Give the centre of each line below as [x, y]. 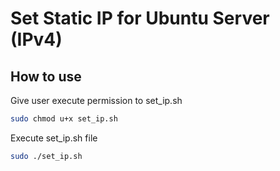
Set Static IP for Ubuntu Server [140, 18]
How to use [46, 76]
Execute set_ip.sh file [54, 138]
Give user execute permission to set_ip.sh [96, 100]
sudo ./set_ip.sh [46, 156]
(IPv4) [36, 39]
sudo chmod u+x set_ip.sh [64, 119]
